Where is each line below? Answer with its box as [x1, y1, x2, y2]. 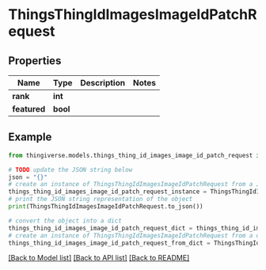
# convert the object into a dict [8, 216, 123, 225]
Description [80, 78, 125, 88]
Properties [8, 54, 62, 67]
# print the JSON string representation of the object [8, 196, 193, 203]
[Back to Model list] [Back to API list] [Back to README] [8, 253, 190, 263]
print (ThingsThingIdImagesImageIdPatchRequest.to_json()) [8, 203, 203, 211]
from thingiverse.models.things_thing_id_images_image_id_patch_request [8, 151, 253, 159]
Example [8, 131, 52, 144]
